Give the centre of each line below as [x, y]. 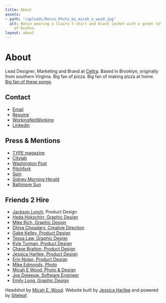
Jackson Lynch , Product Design [45, 212]
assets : [13, 14]
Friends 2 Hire [27, 200]
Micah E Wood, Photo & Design [44, 270]
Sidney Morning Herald [36, 179]
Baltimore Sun [26, 184]
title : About [19, 10]
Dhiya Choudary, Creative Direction [48, 228]
